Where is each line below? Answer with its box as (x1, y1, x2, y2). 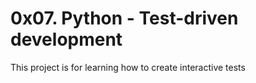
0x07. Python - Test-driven (10, 7, 239, 30)
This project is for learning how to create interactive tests (10, 61, 246, 73)
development (10, 28, 123, 51)
